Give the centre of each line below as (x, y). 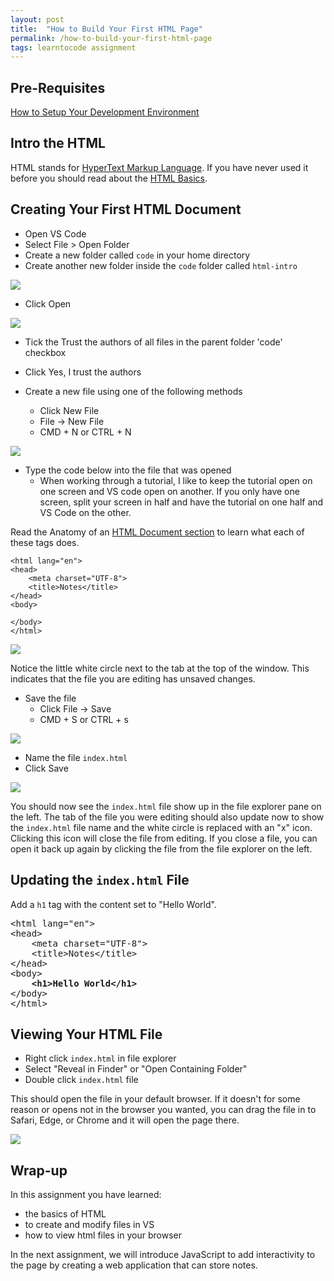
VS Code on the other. (85, 512)
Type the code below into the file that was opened (128, 470)
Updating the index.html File (100, 880)
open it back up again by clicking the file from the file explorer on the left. (161, 848)
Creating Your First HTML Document (126, 209)
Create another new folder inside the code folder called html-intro (161, 265)
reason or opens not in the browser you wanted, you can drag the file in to (163, 1110)
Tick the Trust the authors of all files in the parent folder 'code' (153, 342)
